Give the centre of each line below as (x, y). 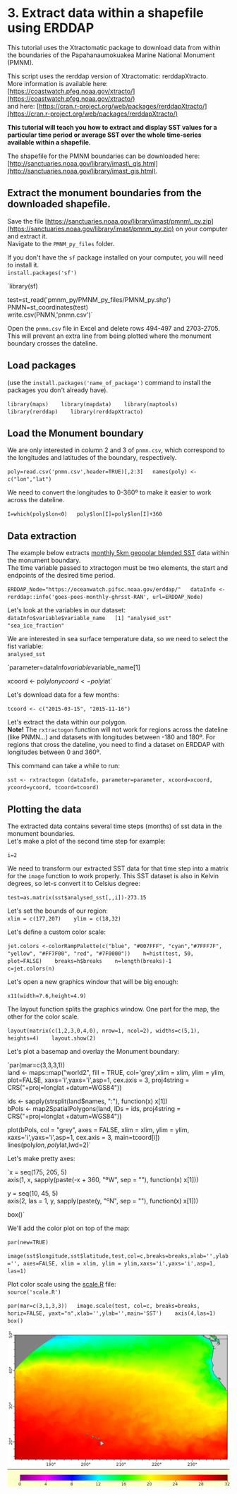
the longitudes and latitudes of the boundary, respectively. (92, 458)
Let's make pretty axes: (41, 1159)
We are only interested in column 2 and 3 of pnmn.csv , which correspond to (116, 450)
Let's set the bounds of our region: (57, 911)
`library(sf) (23, 286)
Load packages (42, 366)
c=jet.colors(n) (31, 968)
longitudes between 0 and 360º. (54, 752)
